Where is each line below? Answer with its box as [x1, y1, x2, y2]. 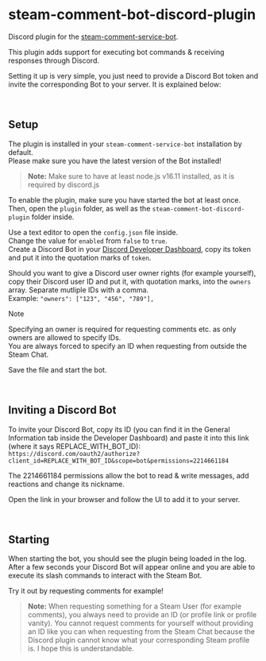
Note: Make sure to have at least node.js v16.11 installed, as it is [27, 171, 235, 180]
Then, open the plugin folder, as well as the [8, 203, 151, 213]
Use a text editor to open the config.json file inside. [8, 227, 179, 237]
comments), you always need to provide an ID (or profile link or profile [27, 610, 257, 620]
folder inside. [31, 212, 75, 222]
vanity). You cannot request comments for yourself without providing [27, 618, 254, 628]
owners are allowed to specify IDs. [8, 332, 121, 342]
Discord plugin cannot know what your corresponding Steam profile [27, 636, 250, 645]
